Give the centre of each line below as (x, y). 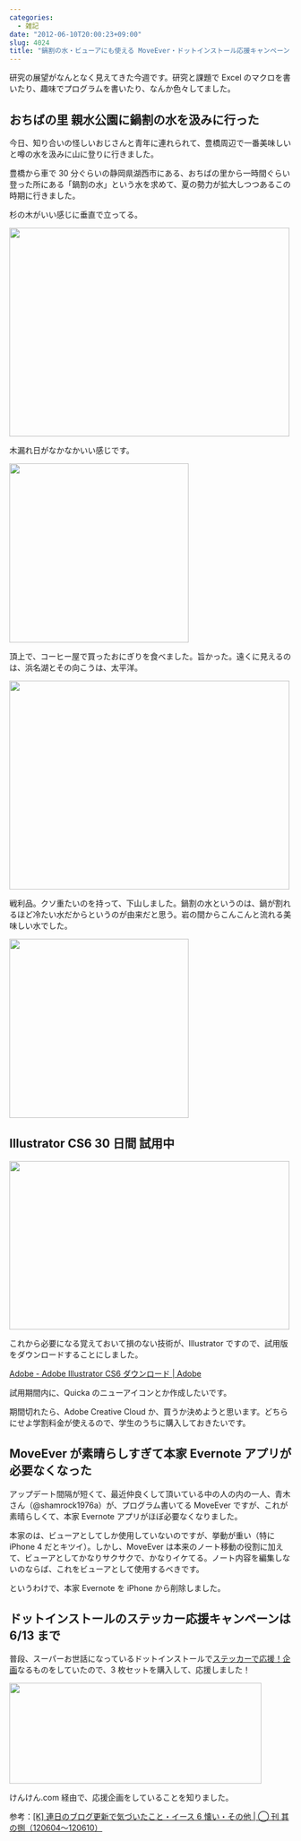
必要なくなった (51, 1471)
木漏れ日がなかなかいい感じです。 (72, 450)
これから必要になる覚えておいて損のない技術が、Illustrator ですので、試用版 (149, 1343)
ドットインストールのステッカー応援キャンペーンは (150, 1618)
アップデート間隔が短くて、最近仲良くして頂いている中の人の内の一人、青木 (150, 1493)
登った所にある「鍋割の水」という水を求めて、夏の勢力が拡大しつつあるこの (150, 184)
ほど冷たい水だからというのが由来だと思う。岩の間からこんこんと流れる (150, 914)
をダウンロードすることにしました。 (76, 1355)
